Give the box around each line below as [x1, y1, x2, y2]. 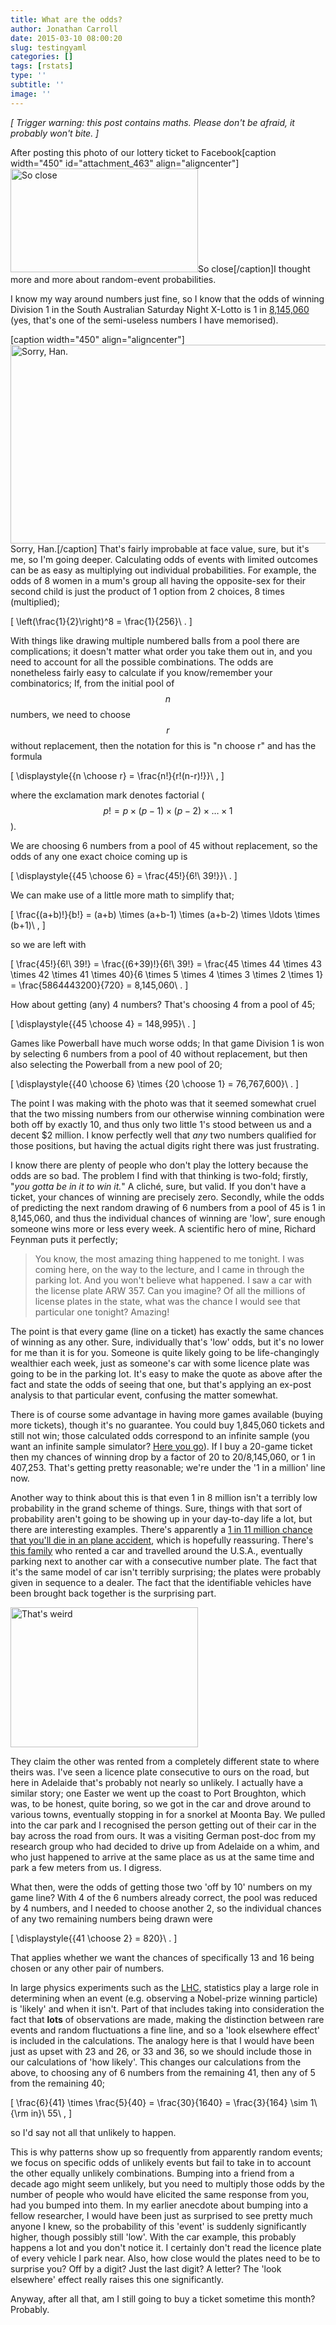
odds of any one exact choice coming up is [10, 850, 188, 862]
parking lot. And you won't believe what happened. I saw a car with [34, 1274, 312, 1286]
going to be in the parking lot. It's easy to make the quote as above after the [10, 1367, 323, 1380]
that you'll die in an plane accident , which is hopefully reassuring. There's [10, 1534, 314, 1546]
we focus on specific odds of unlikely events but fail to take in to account [10, 2156, 312, 2168]
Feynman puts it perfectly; [10, 1233, 118, 1245]
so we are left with [10, 938, 87, 950]
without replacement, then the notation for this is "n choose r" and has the [10, 739, 317, 751]
